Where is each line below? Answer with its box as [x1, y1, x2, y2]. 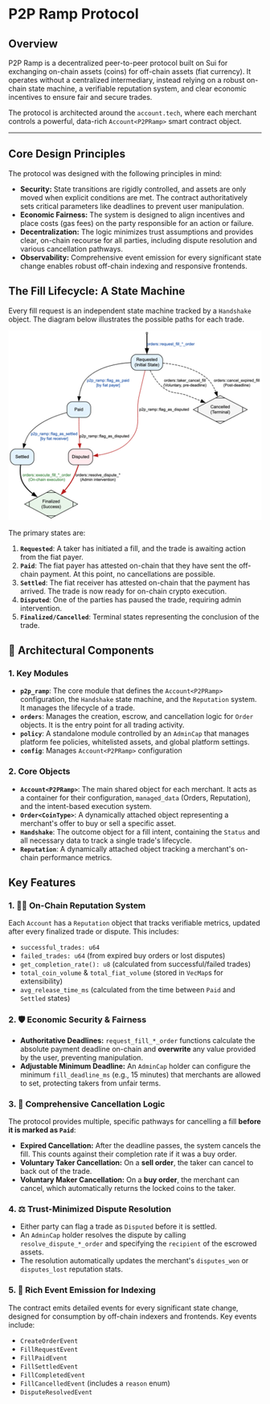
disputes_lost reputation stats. [19, 1264, 123, 1275]
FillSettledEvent [19, 1362, 79, 1371]
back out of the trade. [19, 1166, 92, 1176]
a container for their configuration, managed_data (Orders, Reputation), [19, 793, 251, 803]
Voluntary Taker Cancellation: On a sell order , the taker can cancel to [19, 1157, 254, 1167]
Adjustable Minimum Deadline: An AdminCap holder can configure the [19, 1061, 252, 1070]
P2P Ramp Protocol [8, 5, 139, 23]
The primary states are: [8, 528, 86, 537]
